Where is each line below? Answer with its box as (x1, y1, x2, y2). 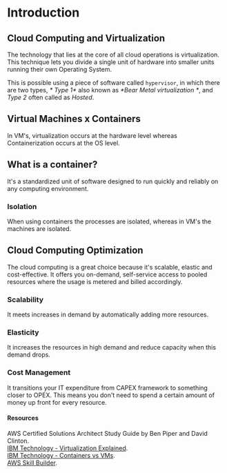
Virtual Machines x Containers (7, 113, 141, 125)
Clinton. (7, 436, 30, 445)
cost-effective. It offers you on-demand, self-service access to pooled (7, 270, 208, 279)
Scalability (7, 294, 43, 304)
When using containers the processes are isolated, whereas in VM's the (7, 217, 212, 225)
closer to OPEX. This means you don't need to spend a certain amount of (7, 391, 215, 399)
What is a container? (7, 159, 98, 170)
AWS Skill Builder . (7, 459, 57, 467)
